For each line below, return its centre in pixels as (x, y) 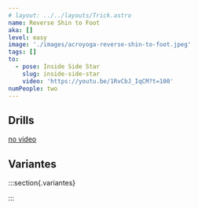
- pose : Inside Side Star (58, 67)
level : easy (27, 37)
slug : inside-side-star (61, 74)
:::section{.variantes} (42, 183)
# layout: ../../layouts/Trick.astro (70, 15)
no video (22, 139)
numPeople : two (33, 88)
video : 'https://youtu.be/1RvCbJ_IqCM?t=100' (98, 81)
